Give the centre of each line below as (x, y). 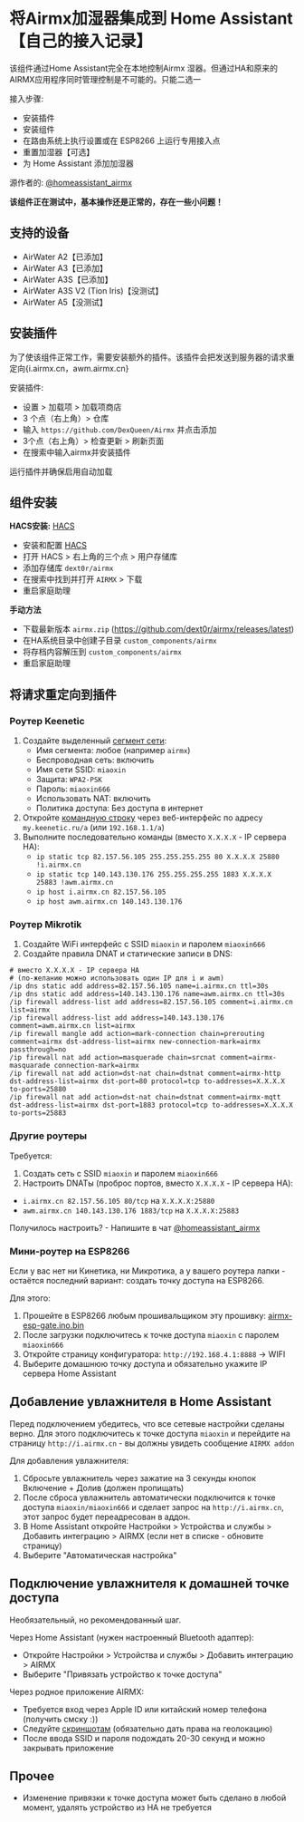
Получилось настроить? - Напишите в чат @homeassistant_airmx (135, 1227)
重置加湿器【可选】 (58, 151)
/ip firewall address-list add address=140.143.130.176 (117, 1018)
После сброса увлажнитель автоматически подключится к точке (149, 1497)
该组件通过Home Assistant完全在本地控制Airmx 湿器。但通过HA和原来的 (144, 68)
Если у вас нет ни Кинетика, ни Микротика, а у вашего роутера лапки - (147, 1271)
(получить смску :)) (60, 1719)
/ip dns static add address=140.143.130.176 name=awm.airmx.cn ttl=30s (147, 994)
